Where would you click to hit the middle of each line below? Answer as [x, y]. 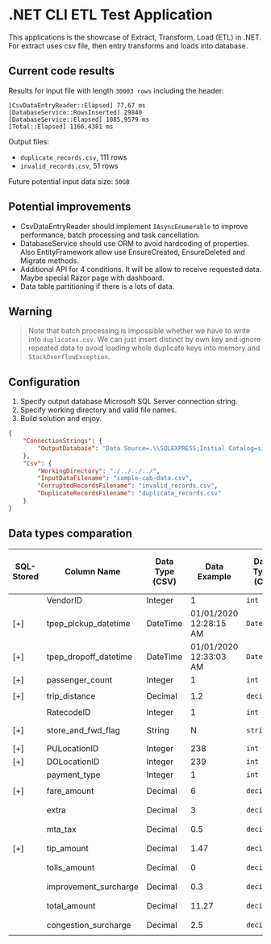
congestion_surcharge [89, 925]
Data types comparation [71, 534]
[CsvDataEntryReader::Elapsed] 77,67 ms [77, 105]
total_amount [71, 905]
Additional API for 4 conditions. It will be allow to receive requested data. [141, 269]
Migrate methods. [49, 261]
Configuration [44, 382]
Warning [30, 311]
